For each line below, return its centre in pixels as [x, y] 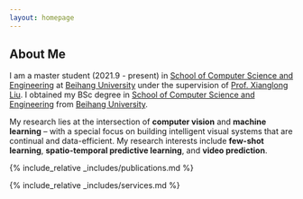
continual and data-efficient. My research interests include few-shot [137, 141]
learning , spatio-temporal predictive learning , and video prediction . [138, 150]
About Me [37, 54]
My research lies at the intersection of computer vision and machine [138, 122]
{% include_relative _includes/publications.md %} [101, 168]
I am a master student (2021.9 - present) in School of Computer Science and [151, 76]
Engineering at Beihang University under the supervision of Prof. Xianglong [149, 86]
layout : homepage [42, 18]
